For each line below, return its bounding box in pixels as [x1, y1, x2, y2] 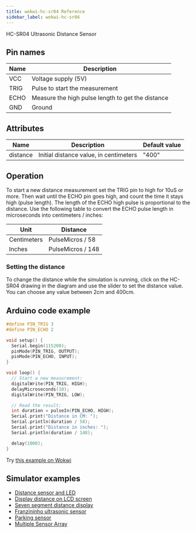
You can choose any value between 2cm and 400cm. [6, 289, 135, 296]
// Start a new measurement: [11, 375, 83, 382]
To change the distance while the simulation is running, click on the [6, 276, 169, 283]
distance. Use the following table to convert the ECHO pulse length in [6, 205, 174, 212]
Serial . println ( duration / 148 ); [11, 429, 93, 436]
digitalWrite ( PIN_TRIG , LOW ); [11, 392, 85, 398]
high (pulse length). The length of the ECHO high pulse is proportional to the [6, 198, 191, 206]
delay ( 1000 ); [11, 440, 43, 446]
